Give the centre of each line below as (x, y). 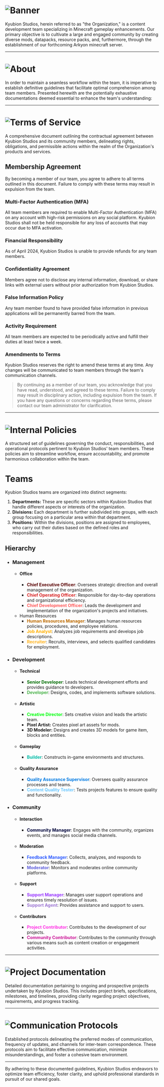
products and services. (28, 151)
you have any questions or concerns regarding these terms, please (84, 400)
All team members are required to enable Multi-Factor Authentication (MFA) (81, 212)
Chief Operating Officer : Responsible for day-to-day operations (91, 595)
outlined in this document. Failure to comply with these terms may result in (80, 184)
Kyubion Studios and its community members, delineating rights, (70, 141)
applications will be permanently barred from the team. (60, 313)
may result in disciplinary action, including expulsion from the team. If (87, 395)
